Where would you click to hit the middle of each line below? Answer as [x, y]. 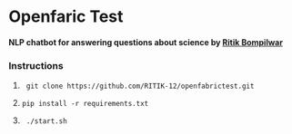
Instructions [36, 65]
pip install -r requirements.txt [85, 104]
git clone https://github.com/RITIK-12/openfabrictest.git [140, 86]
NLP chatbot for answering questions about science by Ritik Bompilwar [146, 42]
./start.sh [46, 121]
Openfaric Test [66, 17]
